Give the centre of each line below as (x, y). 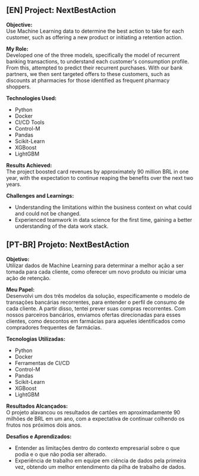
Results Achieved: (29, 165)
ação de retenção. (29, 278)
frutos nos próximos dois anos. (44, 425)
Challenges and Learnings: (40, 195)
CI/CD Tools (29, 122)
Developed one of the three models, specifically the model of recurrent (93, 55)
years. (14, 184)
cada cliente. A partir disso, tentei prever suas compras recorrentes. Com (96, 308)
